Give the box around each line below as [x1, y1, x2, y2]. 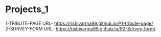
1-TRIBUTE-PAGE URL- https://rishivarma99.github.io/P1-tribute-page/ [5, 20, 153, 26]
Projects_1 [5, 4, 49, 15]
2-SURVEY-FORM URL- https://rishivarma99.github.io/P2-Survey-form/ [5, 25, 156, 31]
